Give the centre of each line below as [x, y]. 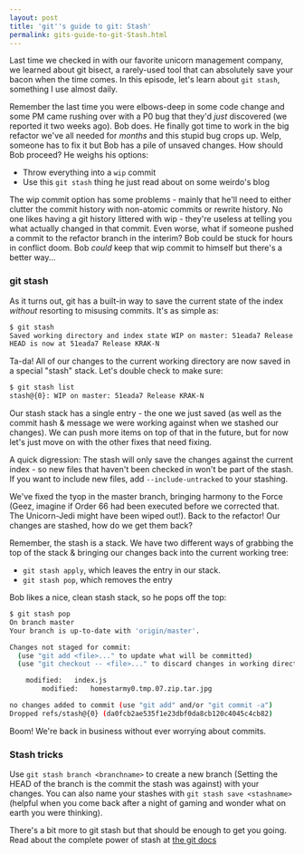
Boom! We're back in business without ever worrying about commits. [138, 731]
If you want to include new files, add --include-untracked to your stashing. [149, 479]
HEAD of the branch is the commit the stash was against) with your [134, 784]
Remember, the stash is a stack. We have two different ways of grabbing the [152, 543]
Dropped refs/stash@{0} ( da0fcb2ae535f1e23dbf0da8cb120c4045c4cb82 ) [141, 713]
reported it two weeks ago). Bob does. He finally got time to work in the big [149, 126]
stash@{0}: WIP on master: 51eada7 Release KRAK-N [107, 396]
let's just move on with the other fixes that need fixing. [111, 442]
